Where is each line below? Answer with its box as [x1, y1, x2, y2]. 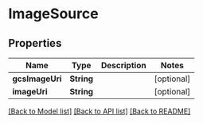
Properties [8, 37, 62, 50]
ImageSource [8, 5, 99, 23]
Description [100, 60, 146, 71]
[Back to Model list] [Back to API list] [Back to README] [8, 106, 191, 116]
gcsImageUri [12, 73, 62, 84]
